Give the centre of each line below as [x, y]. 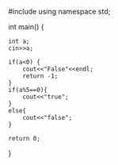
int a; [19, 41]
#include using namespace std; [59, 12]
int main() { [27, 27]
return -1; [40, 76]
